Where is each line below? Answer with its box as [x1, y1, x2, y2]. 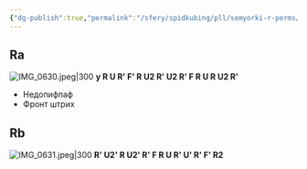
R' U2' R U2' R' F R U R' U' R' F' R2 [94, 150, 224, 161]
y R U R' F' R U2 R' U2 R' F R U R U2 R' [95, 71, 239, 82]
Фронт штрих [22, 99, 75, 110]
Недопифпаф [22, 89, 73, 100]
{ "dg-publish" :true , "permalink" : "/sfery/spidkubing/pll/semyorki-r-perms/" [9, 13, 304, 23]
